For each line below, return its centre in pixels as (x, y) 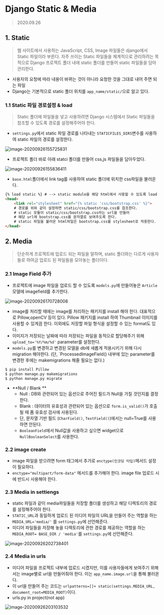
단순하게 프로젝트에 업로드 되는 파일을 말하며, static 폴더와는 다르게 (81, 254)
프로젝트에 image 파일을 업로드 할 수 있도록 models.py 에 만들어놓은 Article (85, 286)
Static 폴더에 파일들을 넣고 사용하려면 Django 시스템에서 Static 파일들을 (86, 117)
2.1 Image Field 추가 (28, 274)
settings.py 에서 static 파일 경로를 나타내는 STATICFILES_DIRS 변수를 (78, 133)
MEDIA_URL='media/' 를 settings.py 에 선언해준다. (60, 522)
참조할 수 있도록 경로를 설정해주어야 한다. (56, 123)
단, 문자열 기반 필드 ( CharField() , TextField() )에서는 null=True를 (83, 418)
